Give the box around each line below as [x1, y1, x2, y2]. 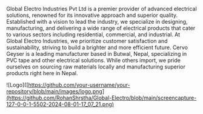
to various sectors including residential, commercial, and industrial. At [6, 31, 181, 38]
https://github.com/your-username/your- [28, 81, 130, 89]
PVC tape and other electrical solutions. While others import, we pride [6, 57, 181, 64]
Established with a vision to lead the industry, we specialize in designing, [6, 18, 188, 25]
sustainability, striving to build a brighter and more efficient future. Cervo [6, 44, 188, 51]
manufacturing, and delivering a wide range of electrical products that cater [6, 24, 196, 32]
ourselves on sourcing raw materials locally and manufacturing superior [6, 63, 186, 70]
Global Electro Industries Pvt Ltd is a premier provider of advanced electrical [6, 5, 197, 12]
